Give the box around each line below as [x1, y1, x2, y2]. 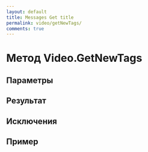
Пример [6, 136, 39, 147]
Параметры [6, 75, 54, 85]
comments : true [6, 25, 45, 32]
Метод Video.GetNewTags [6, 52, 143, 65]
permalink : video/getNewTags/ [6, 20, 82, 26]
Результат [6, 96, 47, 106]
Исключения [6, 116, 57, 126]
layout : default [6, 8, 47, 15]
